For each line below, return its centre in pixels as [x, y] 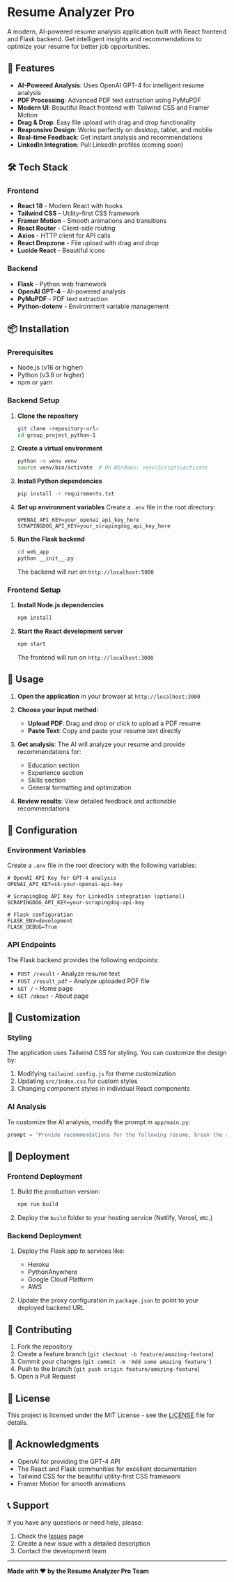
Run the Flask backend [51, 539]
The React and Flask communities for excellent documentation [107, 1469]
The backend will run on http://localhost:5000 [86, 572]
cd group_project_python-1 [56, 435]
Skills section [47, 780]
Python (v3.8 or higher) [51, 375]
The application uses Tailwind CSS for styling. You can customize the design [117, 1053]
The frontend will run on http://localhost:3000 [85, 657]
